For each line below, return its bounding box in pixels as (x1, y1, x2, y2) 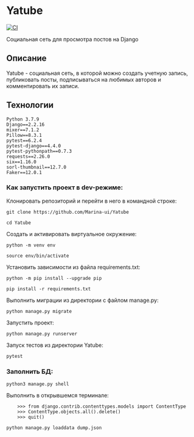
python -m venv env (6, 242, 56, 248)
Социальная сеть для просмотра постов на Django (6, 35, 139, 43)
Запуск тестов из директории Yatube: (6, 341, 103, 349)
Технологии (6, 100, 54, 110)
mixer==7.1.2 (6, 127, 40, 133)
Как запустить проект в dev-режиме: (6, 183, 123, 192)
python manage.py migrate (6, 308, 72, 314)
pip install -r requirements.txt (6, 285, 91, 292)
